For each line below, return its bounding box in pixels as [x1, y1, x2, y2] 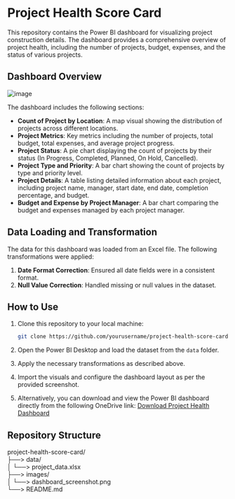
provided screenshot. [17, 381, 79, 389]
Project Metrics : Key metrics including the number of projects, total [17, 131, 213, 139]
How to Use [7, 301, 59, 313]
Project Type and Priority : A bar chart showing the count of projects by [17, 161, 224, 170]
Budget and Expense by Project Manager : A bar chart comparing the [17, 198, 219, 207]
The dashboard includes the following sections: [7, 103, 145, 111]
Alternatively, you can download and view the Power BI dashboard [17, 394, 210, 402]
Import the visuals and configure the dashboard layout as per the [17, 373, 206, 381]
